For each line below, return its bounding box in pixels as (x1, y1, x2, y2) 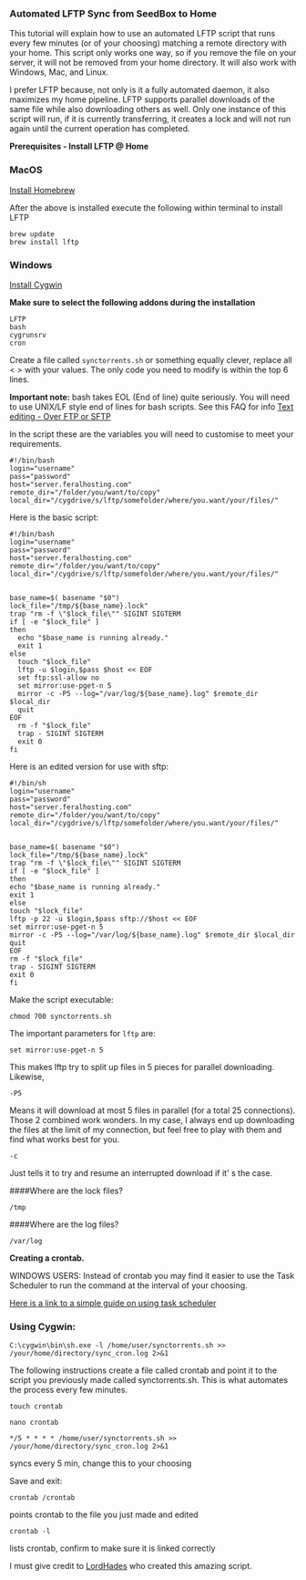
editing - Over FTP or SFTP (9, 411, 111, 421)
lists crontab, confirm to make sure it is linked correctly (9, 1543, 216, 1554)
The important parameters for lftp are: (9, 1027, 157, 1038)
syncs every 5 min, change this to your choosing (9, 1458, 192, 1469)
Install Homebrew (9, 184, 76, 195)
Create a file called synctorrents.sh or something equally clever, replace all (9, 354, 293, 365)
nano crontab (9, 1418, 59, 1428)
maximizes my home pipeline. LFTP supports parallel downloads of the (9, 94, 275, 105)
